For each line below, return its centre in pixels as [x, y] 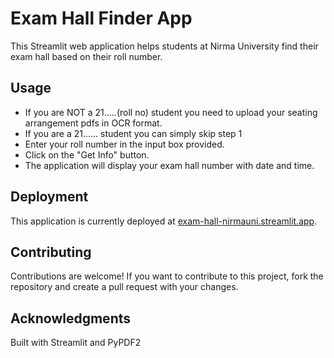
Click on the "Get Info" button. [87, 154]
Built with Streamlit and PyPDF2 [76, 343]
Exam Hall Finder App [101, 18]
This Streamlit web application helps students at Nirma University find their [164, 46]
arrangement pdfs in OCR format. [93, 123]
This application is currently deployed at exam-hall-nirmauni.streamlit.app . [164, 221]
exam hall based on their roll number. [86, 56]
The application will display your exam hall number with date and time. [169, 165]
